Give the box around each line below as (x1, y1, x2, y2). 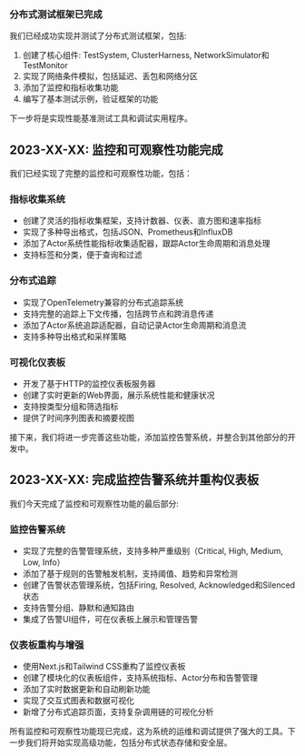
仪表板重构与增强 (9, 639, 84, 651)
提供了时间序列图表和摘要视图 (22, 412, 134, 423)
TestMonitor (22, 60, 68, 71)
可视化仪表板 (9, 356, 66, 368)
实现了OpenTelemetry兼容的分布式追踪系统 (22, 297, 184, 307)
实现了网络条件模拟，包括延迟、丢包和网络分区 (22, 71, 198, 82)
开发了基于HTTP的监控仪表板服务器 (22, 378, 156, 388)
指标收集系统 (9, 193, 66, 206)
